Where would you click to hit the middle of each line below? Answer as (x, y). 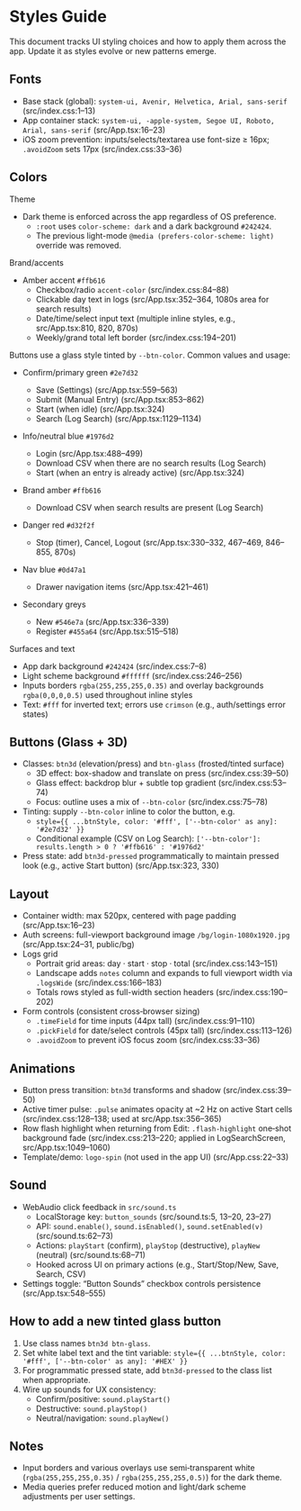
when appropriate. (57, 1380)
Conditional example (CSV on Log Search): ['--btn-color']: (148, 838)
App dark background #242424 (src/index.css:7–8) (115, 666)
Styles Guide (58, 17)
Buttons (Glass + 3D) (69, 742)
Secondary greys (54, 604)
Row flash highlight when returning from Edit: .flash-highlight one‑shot (157, 1128)
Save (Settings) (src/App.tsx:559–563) (106, 390)
